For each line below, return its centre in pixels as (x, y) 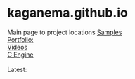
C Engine (20, 55)
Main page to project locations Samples (65, 32)
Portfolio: (20, 39)
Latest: (17, 69)
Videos (18, 47)
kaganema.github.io (67, 13)
